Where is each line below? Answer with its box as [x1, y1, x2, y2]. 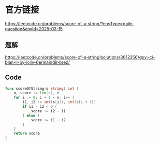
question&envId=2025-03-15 [5, 26, 63, 31]
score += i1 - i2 [30, 117, 66, 122]
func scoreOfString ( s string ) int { [5, 86, 79, 91]
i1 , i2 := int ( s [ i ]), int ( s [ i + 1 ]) [22, 100, 96, 104]
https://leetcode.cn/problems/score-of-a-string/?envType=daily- [5, 20, 134, 27]
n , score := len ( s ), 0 [14, 90, 59, 96]
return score [14, 131, 40, 136]
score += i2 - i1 [30, 108, 66, 114]
